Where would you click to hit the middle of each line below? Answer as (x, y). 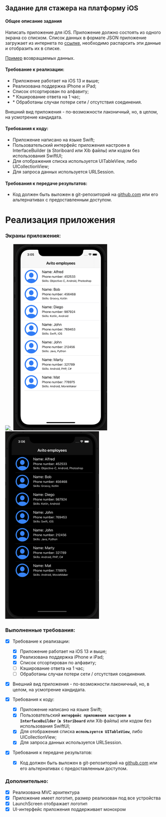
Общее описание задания (34, 21)
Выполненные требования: (40, 630)
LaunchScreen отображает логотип (50, 803)
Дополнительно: (27, 781)
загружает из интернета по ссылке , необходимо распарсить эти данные (83, 43)
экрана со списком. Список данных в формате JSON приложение (76, 38)
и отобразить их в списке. (33, 48)
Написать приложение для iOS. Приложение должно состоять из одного (83, 32)
